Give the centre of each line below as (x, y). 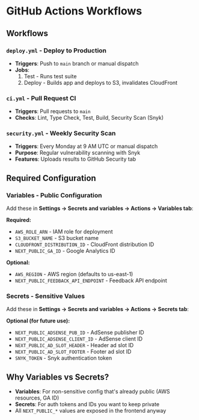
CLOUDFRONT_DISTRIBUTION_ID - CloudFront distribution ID (84, 244)
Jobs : (22, 70)
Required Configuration (51, 178)
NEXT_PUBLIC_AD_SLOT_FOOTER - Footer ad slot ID (73, 352)
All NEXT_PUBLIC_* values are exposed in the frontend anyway (90, 411)
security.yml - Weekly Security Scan (61, 134)
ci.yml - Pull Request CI (41, 98)
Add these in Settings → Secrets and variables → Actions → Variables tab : (100, 208)
